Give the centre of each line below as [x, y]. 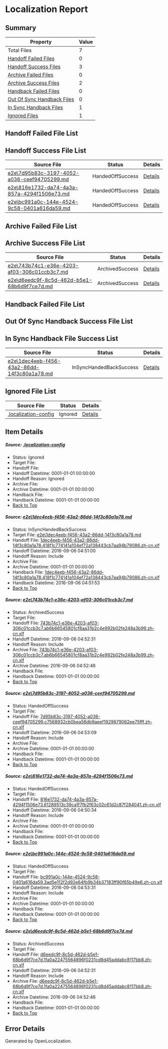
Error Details [25, 1029]
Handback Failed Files [34, 91]
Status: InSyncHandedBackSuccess [49, 530]
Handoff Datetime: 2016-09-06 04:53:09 [54, 733]
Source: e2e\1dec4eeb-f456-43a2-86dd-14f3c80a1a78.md [69, 517]
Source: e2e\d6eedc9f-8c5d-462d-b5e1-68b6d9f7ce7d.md [69, 931]
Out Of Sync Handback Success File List [69, 322]
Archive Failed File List [41, 226]
